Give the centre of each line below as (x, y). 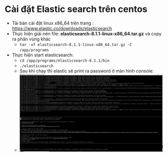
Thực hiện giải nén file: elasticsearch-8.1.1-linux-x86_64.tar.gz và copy (87, 33)
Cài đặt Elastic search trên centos (76, 9)
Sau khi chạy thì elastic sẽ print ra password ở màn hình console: (87, 70)
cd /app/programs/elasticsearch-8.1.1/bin (64, 60)
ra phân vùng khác (31, 39)
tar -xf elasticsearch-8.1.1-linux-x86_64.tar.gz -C (76, 44)
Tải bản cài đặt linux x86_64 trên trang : (53, 23)
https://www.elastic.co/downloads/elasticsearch (62, 28)
